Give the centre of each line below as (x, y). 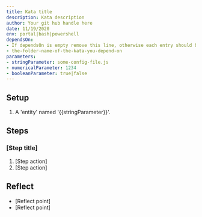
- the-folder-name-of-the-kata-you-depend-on (64, 51)
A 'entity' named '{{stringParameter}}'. (63, 112)
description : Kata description (45, 17)
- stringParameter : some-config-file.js (58, 62)
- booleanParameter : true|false (47, 73)
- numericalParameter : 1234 (41, 68)
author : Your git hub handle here (50, 23)
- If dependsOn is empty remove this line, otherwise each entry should (99, 46)
